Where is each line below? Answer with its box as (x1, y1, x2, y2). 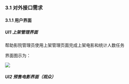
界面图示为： (5, 52, 31, 59)
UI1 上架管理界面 (5, 29, 38, 35)
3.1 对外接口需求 (5, 4, 43, 11)
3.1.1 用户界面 (5, 17, 32, 23)
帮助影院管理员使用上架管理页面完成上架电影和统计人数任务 (5, 42, 125, 48)
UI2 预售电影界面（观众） (5, 74, 56, 80)
